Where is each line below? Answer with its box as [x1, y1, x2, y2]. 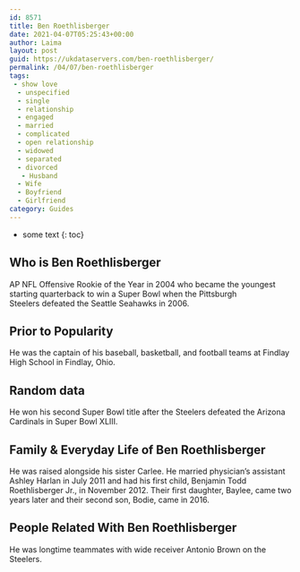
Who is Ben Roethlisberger [9, 255, 161, 270]
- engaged [17, 113, 54, 122]
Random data [9, 382, 85, 398]
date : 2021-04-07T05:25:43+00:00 [9, 30, 134, 38]
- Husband [21, 171, 58, 180]
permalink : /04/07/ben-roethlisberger [9, 64, 154, 73]
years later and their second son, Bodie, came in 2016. [9, 494, 210, 505]
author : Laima [9, 38, 63, 47]
